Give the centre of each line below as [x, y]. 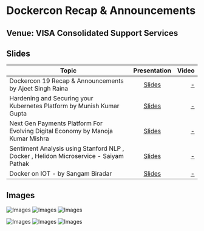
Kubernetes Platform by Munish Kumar [64, 106]
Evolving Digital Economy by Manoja [61, 131]
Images [21, 195]
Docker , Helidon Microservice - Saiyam [67, 156]
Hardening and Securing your [51, 98]
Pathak [19, 164]
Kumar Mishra [29, 139]
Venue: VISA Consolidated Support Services [92, 33]
